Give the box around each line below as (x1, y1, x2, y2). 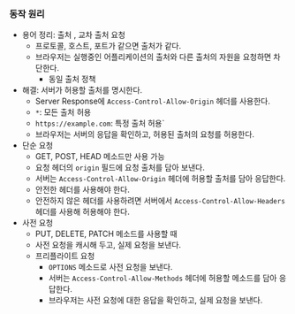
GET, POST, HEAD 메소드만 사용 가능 (34, 151, 165, 162)
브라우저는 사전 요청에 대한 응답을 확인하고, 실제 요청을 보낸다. (48, 295, 263, 306)
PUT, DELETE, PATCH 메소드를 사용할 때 (34, 228, 178, 240)
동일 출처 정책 (48, 73, 96, 85)
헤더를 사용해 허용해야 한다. (34, 206, 130, 218)
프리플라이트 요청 (34, 250, 95, 262)
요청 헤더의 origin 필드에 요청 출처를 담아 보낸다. (34, 162, 205, 173)
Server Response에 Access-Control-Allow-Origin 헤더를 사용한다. (34, 96, 271, 107)
